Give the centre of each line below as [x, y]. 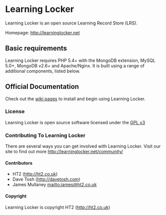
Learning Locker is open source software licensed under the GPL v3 [75, 122]
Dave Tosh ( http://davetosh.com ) [46, 179]
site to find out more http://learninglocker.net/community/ [64, 152]
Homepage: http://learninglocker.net [42, 32]
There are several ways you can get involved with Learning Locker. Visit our [83, 146]
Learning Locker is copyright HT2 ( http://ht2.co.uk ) [58, 207]
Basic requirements [36, 48]
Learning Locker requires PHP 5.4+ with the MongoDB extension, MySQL [80, 60]
